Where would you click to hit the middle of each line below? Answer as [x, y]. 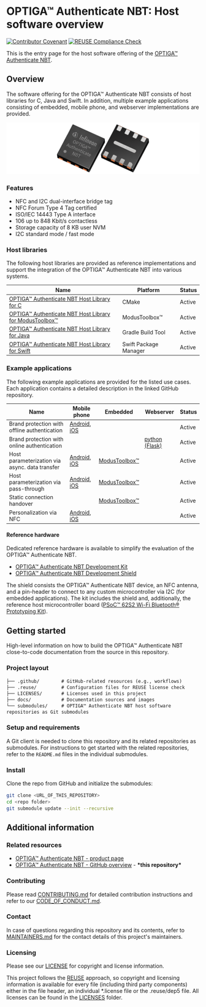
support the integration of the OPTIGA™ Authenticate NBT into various [94, 270]
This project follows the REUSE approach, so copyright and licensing [93, 978]
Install [16, 770]
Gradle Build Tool [144, 332]
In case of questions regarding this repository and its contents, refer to [96, 930]
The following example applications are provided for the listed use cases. [99, 382]
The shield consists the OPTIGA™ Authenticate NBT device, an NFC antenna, [103, 585]
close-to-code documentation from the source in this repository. [88, 652]
